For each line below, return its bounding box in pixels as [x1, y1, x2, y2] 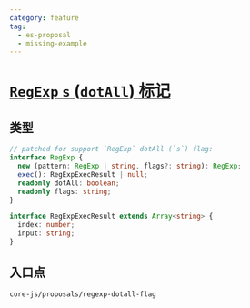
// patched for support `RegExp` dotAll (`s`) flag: [9, 145, 214, 154]
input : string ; [17, 229, 75, 238]
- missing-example [17, 38, 88, 48]
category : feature [9, 13, 79, 23]
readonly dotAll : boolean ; [17, 179, 120, 188]
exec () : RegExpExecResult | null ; [17, 169, 148, 179]
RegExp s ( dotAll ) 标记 [9, 81, 171, 101]
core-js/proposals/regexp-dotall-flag [9, 289, 156, 299]
